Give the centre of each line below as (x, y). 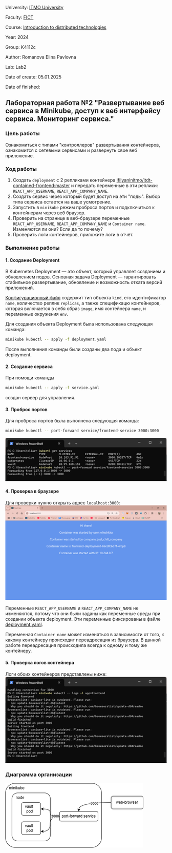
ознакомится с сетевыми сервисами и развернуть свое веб (71, 150)
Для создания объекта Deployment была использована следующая (79, 324)
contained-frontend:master (41, 185)
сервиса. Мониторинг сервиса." (60, 119)
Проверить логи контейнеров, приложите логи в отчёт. (73, 234)
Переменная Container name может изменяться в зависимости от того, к (85, 635)
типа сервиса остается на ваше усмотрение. (62, 201)
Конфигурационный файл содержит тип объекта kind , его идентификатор (86, 298)
